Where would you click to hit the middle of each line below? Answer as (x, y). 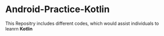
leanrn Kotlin (19, 28)
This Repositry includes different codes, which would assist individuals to (82, 23)
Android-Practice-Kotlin (58, 9)
